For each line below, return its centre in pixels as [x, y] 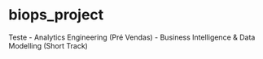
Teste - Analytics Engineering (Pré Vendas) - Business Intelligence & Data [132, 37]
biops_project [56, 15]
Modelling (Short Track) [48, 45]
